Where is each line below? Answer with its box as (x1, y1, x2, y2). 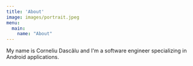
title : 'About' (6, 8, 45, 15)
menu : (6, 20, 20, 26)
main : (11, 25, 26, 32)
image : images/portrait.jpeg (6, 14, 80, 20)
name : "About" (17, 31, 52, 37)
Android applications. (6, 54, 59, 61)
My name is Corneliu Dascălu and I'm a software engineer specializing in (6, 47, 187, 54)
